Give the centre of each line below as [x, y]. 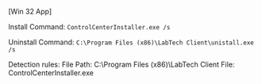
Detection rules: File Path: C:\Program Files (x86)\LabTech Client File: [121, 64]
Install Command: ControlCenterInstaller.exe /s [89, 27]
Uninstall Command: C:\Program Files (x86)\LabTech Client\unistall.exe [131, 42]
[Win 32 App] [30, 11]
